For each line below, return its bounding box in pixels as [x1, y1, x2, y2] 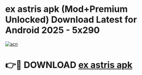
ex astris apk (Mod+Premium [5, 3, 128, 15]
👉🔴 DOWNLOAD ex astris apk [5, 60, 132, 71]
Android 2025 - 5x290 [5, 25, 100, 36]
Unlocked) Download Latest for [5, 14, 137, 25]
